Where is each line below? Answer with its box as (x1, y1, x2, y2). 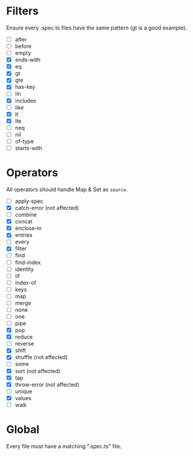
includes (14, 97, 37, 104)
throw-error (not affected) (14, 381, 80, 388)
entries (14, 232, 33, 239)
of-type (14, 137, 34, 145)
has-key (14, 83, 35, 91)
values (14, 394, 32, 401)
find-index (14, 259, 41, 266)
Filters (6, 4, 39, 18)
